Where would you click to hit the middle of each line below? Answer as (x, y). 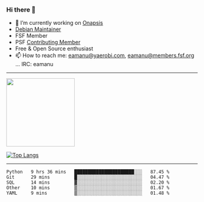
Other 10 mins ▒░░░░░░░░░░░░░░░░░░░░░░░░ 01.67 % (88, 188)
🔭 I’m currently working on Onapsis (59, 23)
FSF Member (31, 36)
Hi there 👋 (21, 10)
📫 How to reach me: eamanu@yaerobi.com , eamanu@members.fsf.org (104, 56)
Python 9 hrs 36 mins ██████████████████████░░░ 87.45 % (88, 172)
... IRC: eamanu (34, 64)
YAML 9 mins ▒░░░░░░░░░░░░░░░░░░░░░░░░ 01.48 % (88, 194)
